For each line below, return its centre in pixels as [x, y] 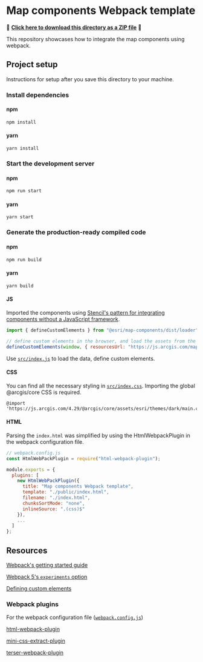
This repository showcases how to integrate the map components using [95, 39]
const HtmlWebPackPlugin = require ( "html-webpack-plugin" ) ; [84, 458]
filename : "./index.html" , [56, 498]
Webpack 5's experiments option [47, 577]
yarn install [23, 149]
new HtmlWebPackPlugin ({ [48, 481]
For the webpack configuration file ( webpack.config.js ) [75, 617]
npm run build [24, 259]
